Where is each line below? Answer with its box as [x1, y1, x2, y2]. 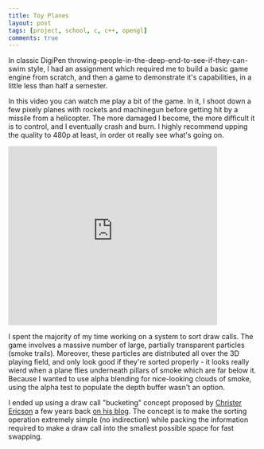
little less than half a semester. [8, 81, 108, 91]
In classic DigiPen [8, 56, 67, 65]
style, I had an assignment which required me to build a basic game [27, 64, 249, 74]
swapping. [8, 431, 43, 442]
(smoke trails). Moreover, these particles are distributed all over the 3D [8, 349, 240, 358]
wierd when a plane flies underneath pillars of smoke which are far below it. [8, 365, 257, 375]
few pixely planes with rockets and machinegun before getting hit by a [8, 105, 239, 115]
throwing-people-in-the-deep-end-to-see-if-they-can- [68, 56, 249, 65]
